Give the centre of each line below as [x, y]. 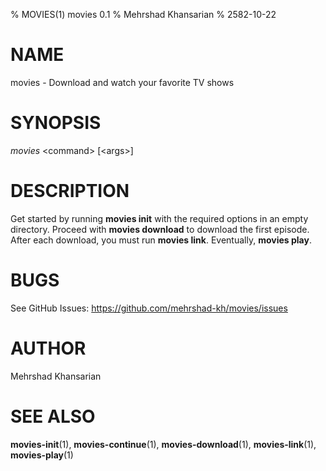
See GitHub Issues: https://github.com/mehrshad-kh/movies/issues [149, 308]
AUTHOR [48, 348]
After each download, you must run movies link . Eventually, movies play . [161, 240]
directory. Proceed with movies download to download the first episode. [160, 229]
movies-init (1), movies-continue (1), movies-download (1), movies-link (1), [163, 444]
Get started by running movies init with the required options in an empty [159, 218]
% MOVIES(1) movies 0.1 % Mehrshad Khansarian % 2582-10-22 [143, 14]
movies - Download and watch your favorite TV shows [122, 82]
